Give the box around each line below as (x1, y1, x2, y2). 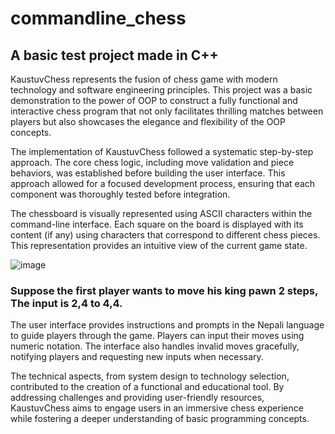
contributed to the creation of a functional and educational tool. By (10, 381, 285, 393)
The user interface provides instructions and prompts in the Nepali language (10, 319, 325, 331)
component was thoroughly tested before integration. (10, 188, 231, 200)
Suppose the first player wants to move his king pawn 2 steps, (10, 283, 318, 297)
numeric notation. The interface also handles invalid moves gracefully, (10, 340, 300, 352)
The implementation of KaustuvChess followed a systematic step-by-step (10, 146, 314, 157)
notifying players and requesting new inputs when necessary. (10, 351, 264, 363)
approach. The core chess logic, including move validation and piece (10, 157, 295, 168)
